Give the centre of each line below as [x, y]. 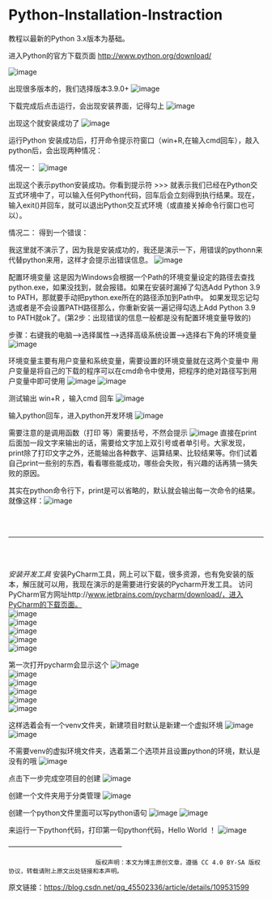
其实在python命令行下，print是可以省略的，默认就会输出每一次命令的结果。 [134, 490]
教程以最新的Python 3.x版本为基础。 [69, 38]
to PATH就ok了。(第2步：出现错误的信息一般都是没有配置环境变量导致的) [130, 317]
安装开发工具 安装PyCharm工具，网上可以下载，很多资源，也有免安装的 [127, 574]
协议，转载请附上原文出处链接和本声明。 [66, 871]
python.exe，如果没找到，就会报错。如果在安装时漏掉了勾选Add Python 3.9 [134, 287]
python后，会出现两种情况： [55, 150]
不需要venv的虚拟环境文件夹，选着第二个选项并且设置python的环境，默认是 [134, 751]
